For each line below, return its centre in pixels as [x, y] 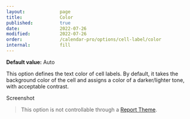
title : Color [40, 17]
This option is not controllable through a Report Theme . [89, 109]
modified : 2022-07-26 [46, 34]
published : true [38, 23]
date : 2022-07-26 [46, 28]
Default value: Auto [30, 62]
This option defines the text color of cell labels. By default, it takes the [92, 74]
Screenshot [20, 98]
